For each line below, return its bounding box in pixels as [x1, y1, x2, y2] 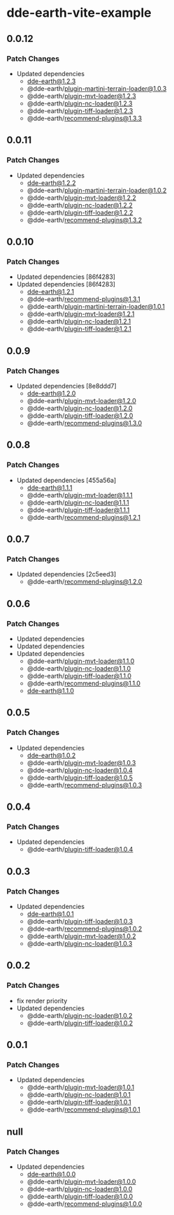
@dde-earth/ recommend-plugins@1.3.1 [27, 295, 140, 303]
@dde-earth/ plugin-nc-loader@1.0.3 [27, 940, 133, 948]
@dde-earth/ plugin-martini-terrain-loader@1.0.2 [27, 186, 167, 194]
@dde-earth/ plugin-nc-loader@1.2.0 [27, 404, 133, 412]
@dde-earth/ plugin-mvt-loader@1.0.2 [27, 932, 136, 940]
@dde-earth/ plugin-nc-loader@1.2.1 [27, 317, 131, 326]
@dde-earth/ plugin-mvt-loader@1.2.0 [27, 396, 137, 405]
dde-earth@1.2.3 [27, 77, 76, 85]
